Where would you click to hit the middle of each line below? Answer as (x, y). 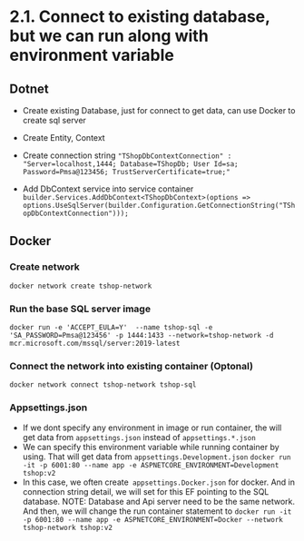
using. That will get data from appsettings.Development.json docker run (157, 457)
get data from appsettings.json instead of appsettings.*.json (139, 437)
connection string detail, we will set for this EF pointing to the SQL (146, 491)
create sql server (54, 120)
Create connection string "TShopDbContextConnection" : (127, 155)
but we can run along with (109, 36)
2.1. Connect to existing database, (140, 17)
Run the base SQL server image (80, 309)
